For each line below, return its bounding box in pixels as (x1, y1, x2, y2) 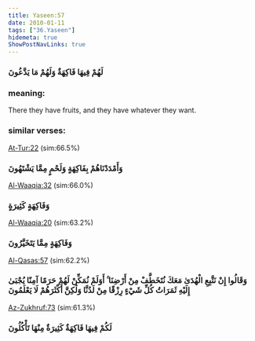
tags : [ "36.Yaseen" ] (8, 26, 76, 34)
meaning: (8, 87, 46, 98)
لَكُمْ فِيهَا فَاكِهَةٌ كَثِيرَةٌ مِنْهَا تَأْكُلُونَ (8, 322, 112, 333)
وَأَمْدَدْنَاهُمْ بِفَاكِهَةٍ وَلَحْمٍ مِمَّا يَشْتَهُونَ (8, 163, 123, 174)
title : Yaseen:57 (8, 11, 65, 20)
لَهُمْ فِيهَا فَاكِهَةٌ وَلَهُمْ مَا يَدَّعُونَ (8, 67, 104, 78)
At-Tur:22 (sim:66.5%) (8, 143, 80, 152)
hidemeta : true (8, 33, 58, 42)
